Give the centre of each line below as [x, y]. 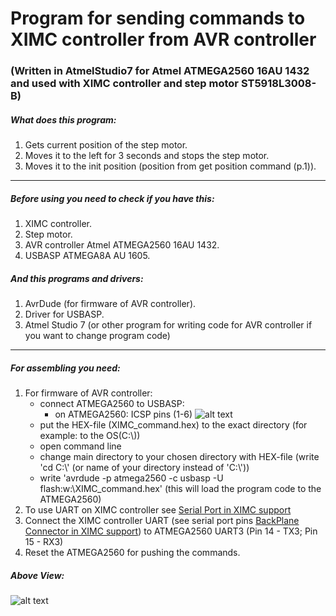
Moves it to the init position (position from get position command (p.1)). [170, 166]
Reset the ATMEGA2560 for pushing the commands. [132, 552]
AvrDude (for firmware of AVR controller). [110, 304]
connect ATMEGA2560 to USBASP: [112, 403]
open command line [80, 446]
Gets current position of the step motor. [106, 145]
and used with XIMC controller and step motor [125, 84]
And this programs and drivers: [77, 278]
